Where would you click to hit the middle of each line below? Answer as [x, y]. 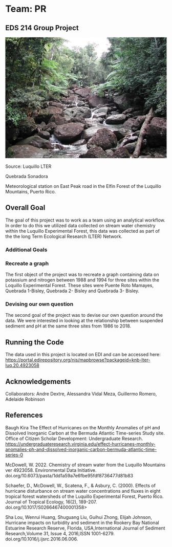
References [24, 415]
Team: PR [26, 9]
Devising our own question [39, 304]
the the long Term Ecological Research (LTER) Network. [64, 236]
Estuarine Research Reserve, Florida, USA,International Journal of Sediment [85, 528]
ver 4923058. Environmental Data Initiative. [51, 470]
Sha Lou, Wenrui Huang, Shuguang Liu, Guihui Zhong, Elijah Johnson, [79, 517]
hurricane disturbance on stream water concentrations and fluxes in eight [83, 491]
